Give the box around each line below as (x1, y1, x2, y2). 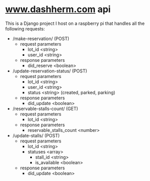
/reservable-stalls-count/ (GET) (12, 105, 78, 112)
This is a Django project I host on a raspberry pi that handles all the (5, 20, 145, 26)
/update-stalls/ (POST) (12, 132, 60, 138)
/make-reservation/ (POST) (12, 35, 70, 42)
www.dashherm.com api (5, 4, 111, 15)
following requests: (5, 25, 45, 31)
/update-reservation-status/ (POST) (12, 67, 87, 74)
